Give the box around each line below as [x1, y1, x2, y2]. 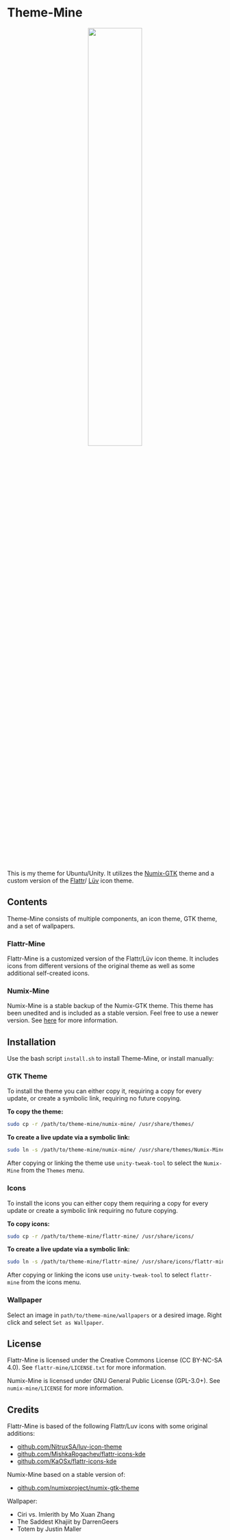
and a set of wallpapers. [7, 922, 75, 930]
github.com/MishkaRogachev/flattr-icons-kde [16, 1450, 146, 1458]
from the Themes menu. [21, 1166, 85, 1175]
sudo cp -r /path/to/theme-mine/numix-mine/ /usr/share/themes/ [7, 1121, 194, 1128]
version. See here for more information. [7, 1016, 118, 1024]
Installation [7, 1036, 56, 1048]
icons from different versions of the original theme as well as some [7, 962, 195, 970]
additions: [7, 1430, 36, 1438]
